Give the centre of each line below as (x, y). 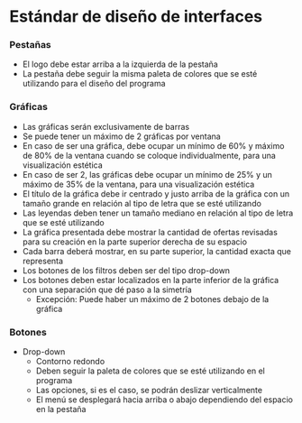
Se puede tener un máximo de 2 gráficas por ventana (121, 136)
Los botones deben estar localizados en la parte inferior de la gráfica (151, 280)
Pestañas (30, 45)
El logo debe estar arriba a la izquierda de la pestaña (120, 64)
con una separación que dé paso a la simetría (107, 290)
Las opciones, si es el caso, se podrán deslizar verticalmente (149, 391)
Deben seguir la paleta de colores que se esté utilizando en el (151, 371)
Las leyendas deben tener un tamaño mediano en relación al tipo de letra (158, 213)
